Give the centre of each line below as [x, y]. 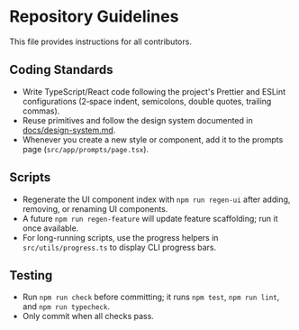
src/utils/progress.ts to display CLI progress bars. [119, 247]
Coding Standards [61, 70]
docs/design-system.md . [69, 130]
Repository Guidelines [94, 17]
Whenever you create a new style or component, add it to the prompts [153, 139]
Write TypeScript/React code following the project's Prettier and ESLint [154, 91]
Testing [31, 275]
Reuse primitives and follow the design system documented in [138, 120]
